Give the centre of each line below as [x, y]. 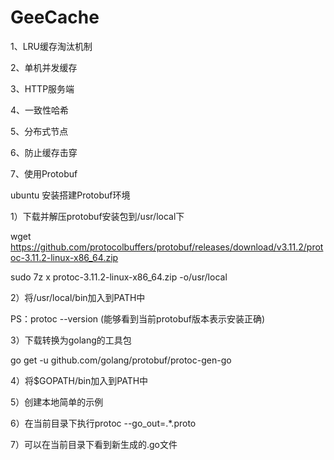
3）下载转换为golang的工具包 [71, 340]
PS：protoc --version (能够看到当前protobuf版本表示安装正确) [138, 318]
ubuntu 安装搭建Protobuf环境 [70, 195]
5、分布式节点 [39, 131]
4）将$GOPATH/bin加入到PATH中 [79, 380]
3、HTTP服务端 [42, 88]
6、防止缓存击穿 [44, 152]
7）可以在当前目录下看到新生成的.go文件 [94, 444]
